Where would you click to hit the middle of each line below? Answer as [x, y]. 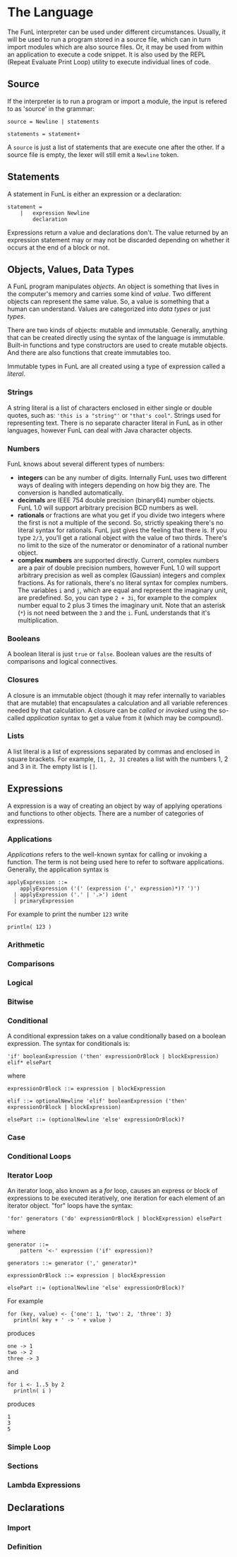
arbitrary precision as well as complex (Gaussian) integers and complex [121, 575]
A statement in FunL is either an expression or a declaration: [95, 194]
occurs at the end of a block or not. [59, 247]
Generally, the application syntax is [58, 869]
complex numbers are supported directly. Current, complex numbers [118, 560]
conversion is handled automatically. [71, 493]
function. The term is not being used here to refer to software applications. [116, 862]
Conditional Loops [39, 1156]
